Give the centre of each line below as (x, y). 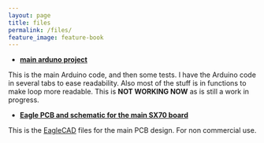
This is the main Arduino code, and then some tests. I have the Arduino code (132, 75)
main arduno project (54, 60)
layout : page (30, 15)
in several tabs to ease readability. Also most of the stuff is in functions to (127, 83)
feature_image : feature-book (56, 37)
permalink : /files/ (40, 30)
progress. (24, 100)
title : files (30, 23)
